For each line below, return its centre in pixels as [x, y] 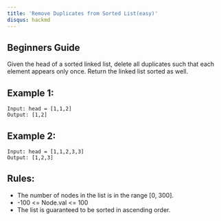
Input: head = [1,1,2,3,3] [46, 152]
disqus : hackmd [29, 20]
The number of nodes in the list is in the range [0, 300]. [95, 195]
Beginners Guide [44, 48]
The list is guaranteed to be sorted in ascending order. [94, 209]
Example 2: [32, 136]
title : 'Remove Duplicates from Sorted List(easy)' [82, 13]
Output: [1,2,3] [30, 158]
